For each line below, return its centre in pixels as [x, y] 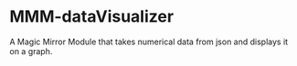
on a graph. [31, 51]
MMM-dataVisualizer [92, 17]
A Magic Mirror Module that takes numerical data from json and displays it [149, 42]
